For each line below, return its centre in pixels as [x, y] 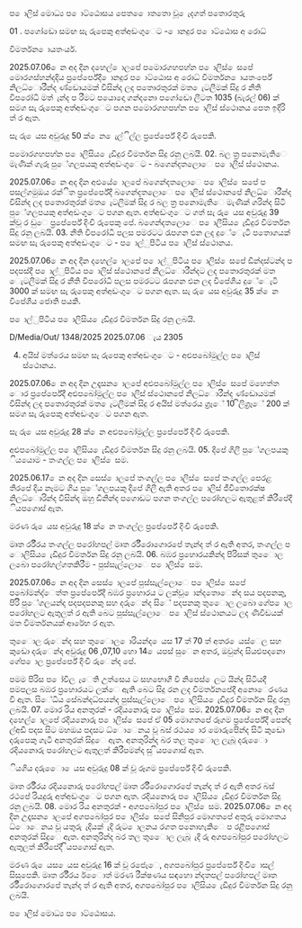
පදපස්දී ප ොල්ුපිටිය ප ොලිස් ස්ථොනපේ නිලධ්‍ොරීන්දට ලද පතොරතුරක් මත [142, 270]
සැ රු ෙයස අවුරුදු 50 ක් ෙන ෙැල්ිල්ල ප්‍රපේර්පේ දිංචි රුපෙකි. [113, 135]
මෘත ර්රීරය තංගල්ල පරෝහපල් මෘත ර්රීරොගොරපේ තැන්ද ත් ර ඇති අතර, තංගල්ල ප [150, 544]
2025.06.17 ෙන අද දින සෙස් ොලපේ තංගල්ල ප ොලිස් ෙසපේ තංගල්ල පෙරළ [141, 478]
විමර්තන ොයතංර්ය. [44, 49]
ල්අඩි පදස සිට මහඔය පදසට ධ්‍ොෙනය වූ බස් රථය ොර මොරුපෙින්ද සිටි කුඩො [147, 730]
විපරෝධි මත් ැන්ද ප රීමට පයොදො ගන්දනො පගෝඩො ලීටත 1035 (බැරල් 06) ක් [145, 97]
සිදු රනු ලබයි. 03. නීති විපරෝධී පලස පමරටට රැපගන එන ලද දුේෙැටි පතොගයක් [150, 232]
